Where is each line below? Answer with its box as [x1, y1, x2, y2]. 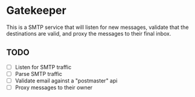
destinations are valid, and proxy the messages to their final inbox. [6, 30, 171, 37]
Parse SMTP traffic [14, 70, 62, 77]
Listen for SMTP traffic [14, 63, 72, 70]
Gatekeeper [6, 4, 66, 17]
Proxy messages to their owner [14, 84, 93, 91]
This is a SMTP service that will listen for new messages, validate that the [6, 23, 189, 31]
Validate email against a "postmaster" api [14, 77, 118, 84]
